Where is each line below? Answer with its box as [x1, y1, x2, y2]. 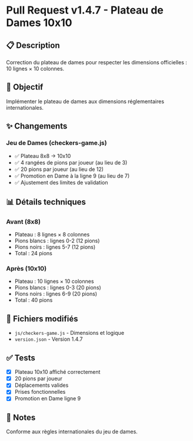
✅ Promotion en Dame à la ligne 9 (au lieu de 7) [14, 172, 130, 179]
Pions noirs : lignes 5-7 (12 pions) [14, 243, 96, 251]
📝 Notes [6, 412, 36, 422]
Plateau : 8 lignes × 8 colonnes [14, 231, 90, 238]
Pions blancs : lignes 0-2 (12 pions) [14, 237, 100, 245]
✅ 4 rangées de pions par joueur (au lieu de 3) [14, 159, 128, 166]
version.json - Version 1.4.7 [14, 335, 83, 343]
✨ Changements [6, 121, 68, 131]
